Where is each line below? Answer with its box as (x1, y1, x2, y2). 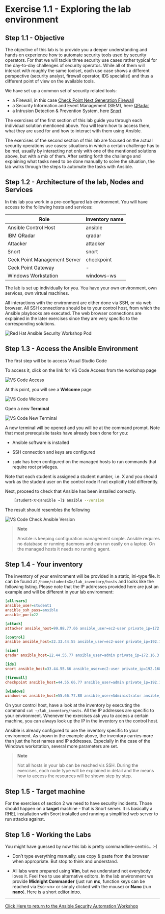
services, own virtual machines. (5, 290, 70, 296)
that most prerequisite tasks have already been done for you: (5, 430, 129, 436)
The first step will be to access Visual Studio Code (5, 358, 107, 363)
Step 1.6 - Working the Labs (5, 831, 91, 839)
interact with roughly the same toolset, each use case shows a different (5, 68, 150, 74)
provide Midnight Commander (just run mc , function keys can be (12, 878, 145, 884)
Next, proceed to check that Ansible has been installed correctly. (5, 488, 137, 494)
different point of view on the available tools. (5, 78, 95, 84)
